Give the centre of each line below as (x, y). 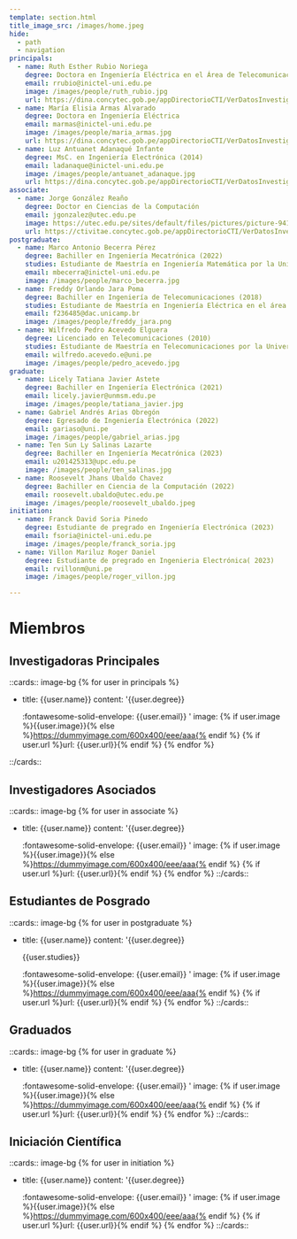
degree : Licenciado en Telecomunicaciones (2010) (118, 338)
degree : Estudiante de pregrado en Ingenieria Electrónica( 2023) (150, 560)
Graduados (41, 1031)
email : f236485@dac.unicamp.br (83, 314)
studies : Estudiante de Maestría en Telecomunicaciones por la (144, 346)
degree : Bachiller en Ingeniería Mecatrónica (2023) (124, 454)
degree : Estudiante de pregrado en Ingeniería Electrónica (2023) (150, 527)
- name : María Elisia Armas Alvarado (87, 108)
